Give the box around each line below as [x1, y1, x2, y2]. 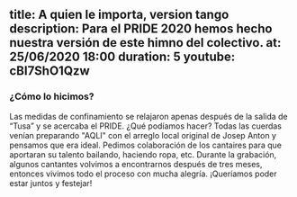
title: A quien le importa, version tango [9, 7, 229, 22]
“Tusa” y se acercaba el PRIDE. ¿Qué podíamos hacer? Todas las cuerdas [9, 121, 282, 131]
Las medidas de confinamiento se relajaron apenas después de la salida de [9, 111, 288, 121]
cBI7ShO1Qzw [9, 63, 90, 79]
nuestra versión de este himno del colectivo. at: [9, 35, 282, 50]
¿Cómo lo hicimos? [9, 90, 94, 103]
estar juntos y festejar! [9, 177, 93, 188]
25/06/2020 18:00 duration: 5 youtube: [9, 49, 236, 65]
